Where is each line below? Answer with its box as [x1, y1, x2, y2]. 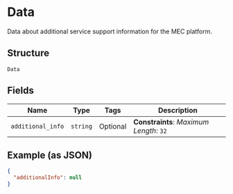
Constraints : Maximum [132, 117, 209, 127]
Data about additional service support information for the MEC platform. [7, 27, 213, 35]
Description [158, 105, 198, 115]
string [70, 122, 92, 130]
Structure [7, 47, 50, 59]
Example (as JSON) [7, 149, 92, 161]
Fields [7, 85, 35, 97]
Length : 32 [132, 126, 168, 136]
